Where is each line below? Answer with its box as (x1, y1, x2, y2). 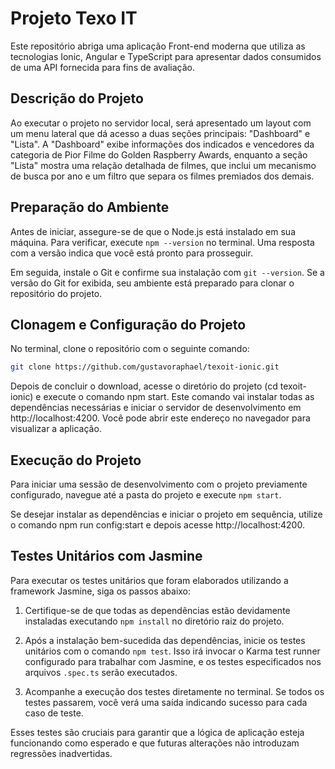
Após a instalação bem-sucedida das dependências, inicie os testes (24, 634, 306, 646)
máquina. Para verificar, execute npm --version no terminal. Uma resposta (10, 236, 315, 248)
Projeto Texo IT (10, 7, 138, 30)
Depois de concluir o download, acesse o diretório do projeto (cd (10, 380, 278, 392)
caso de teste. (24, 707, 84, 719)
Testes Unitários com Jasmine (10, 548, 203, 565)
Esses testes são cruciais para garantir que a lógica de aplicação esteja (10, 726, 305, 738)
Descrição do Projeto (10, 90, 144, 107)
